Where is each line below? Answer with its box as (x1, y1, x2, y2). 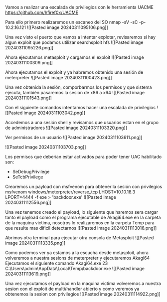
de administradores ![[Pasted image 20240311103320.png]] (5, 125, 127, 131)
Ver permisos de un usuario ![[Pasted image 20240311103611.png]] (5, 135, 143, 140)
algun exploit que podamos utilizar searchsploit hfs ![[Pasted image (5, 39, 144, 45)
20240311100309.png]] (5, 60, 53, 65)
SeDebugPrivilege (12, 169, 50, 174)
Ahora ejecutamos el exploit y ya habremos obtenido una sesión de (5, 69, 144, 75)
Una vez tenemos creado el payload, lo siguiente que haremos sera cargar (5, 209, 159, 215)
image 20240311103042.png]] (23, 110, 86, 116)
